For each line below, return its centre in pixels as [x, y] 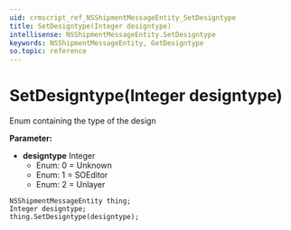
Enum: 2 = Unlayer [70, 185]
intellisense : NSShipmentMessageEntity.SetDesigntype [113, 34]
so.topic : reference [48, 51]
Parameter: [31, 138]
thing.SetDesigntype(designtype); [75, 217]
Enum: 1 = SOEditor [72, 175]
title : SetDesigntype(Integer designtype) [90, 26]
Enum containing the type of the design [83, 121]
